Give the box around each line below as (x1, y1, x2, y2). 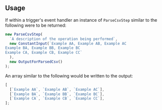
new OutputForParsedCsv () (9, 59, 63, 65)
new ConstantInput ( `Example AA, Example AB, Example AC (9, 41, 127, 46)
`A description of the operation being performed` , (9, 37, 118, 41)
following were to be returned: (5, 22, 66, 28)
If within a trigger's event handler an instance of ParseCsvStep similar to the (5, 17, 158, 23)
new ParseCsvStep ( (5, 32, 43, 37)
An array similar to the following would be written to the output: (5, 73, 133, 78)
